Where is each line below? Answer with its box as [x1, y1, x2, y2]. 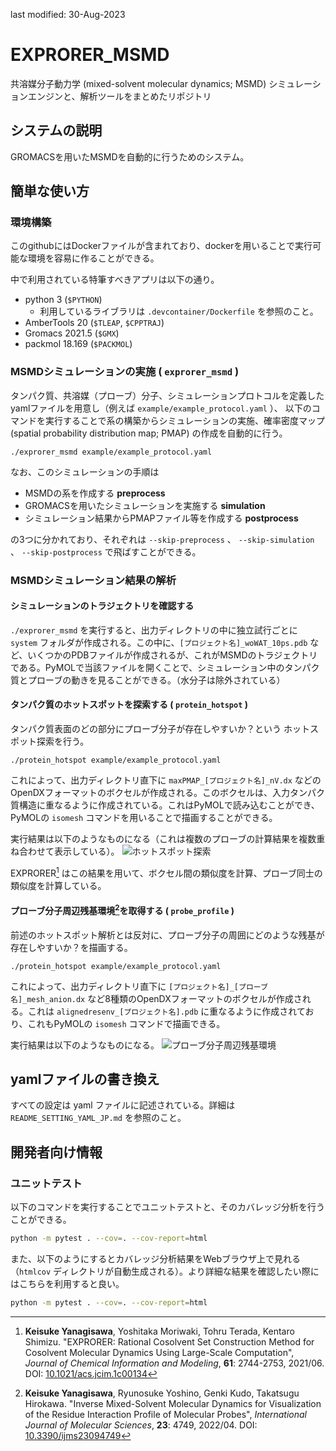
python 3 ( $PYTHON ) [24, 294, 103, 306]
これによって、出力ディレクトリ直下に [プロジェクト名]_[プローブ [10, 980, 268, 992]
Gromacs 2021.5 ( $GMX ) [24, 327, 120, 339]
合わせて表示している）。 [18, 845, 120, 858]
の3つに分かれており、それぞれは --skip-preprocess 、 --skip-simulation [10, 533, 315, 545]
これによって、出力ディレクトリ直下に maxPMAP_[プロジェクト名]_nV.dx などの [10, 774, 322, 786]
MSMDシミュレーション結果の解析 [10, 573, 177, 587]
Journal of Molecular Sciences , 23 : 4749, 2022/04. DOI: [24, 1419, 258, 1431]
